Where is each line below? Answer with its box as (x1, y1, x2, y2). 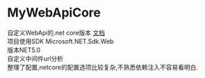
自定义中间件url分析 (7, 54, 64, 63)
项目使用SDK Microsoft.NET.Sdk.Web (7, 37, 114, 46)
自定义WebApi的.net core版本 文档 (7, 28, 105, 37)
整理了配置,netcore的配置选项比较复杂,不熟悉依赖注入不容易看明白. (7, 63, 199, 71)
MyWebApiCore (7, 5, 101, 21)
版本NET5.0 (7, 46, 41, 54)
